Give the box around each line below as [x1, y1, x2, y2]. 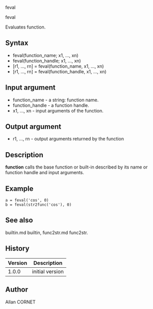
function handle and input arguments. [5, 170, 84, 176]
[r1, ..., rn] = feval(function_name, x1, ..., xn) [12, 63, 104, 69]
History [5, 244, 30, 253]
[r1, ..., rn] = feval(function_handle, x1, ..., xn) [12, 68, 107, 74]
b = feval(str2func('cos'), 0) [5, 202, 72, 208]
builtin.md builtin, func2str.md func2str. [5, 229, 88, 236]
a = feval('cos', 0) [5, 198, 49, 203]
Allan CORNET [5, 299, 36, 305]
